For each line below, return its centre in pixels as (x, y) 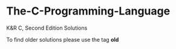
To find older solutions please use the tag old (63, 39)
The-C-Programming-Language (88, 11)
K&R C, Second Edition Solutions (47, 28)
